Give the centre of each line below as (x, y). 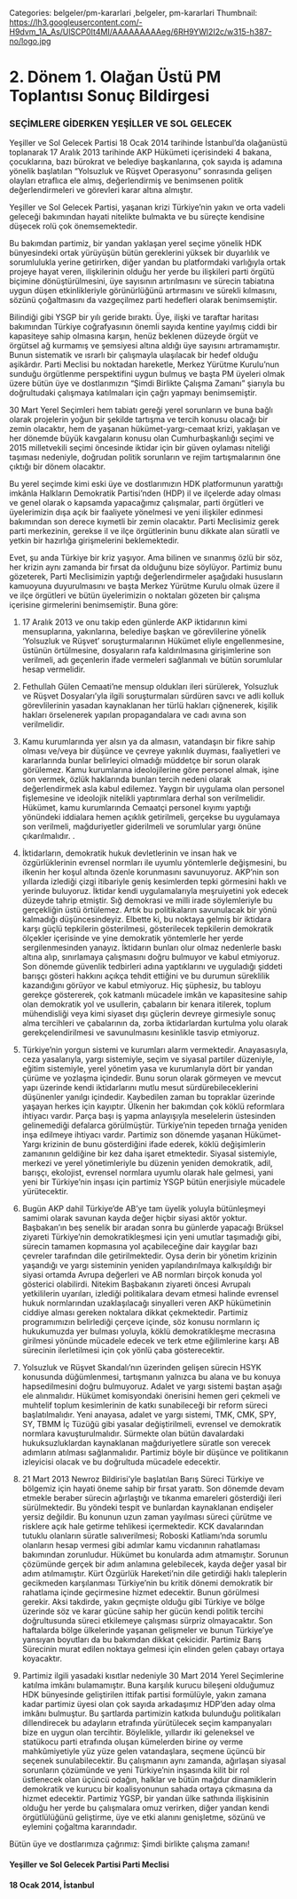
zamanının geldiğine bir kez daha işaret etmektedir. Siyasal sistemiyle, (149, 1153)
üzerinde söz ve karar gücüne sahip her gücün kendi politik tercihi (143, 1611)
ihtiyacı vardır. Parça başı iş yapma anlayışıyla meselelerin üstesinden (149, 1116)
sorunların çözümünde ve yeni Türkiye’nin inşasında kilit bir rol (136, 1770)
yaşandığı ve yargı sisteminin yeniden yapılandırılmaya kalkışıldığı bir (147, 1265)
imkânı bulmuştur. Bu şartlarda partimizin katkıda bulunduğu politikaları (151, 1713)
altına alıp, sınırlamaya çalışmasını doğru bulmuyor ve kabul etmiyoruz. (151, 957)
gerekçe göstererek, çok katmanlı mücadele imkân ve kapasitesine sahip (155, 995)
